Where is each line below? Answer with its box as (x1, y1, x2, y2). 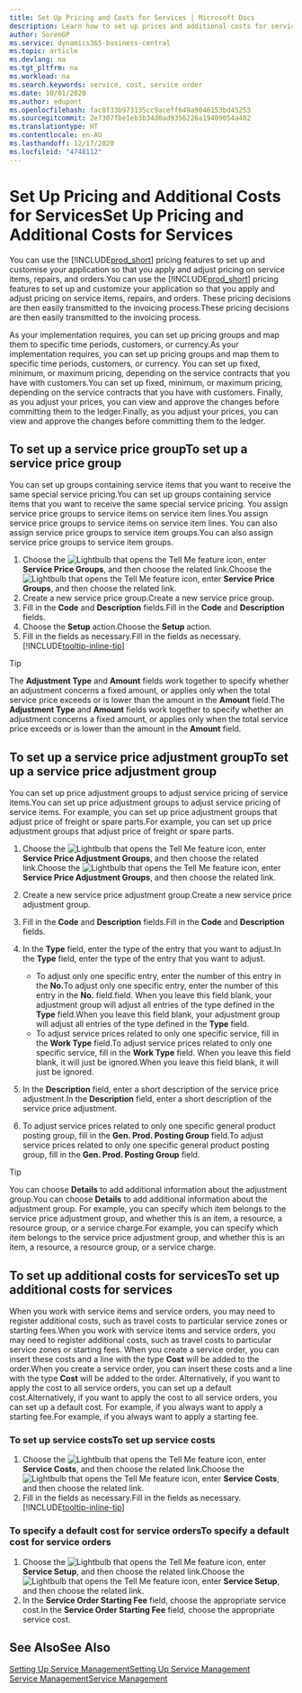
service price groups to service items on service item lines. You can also (9, 517, 278, 528)
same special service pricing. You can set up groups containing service (9, 489, 271, 500)
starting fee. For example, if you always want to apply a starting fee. (9, 1412, 259, 1422)
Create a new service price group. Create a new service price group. (22, 592, 275, 604)
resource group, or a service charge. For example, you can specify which (9, 1222, 279, 1233)
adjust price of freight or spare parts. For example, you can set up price (9, 817, 272, 828)
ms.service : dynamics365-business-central (9, 38, 171, 48)
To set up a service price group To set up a (9, 441, 248, 456)
